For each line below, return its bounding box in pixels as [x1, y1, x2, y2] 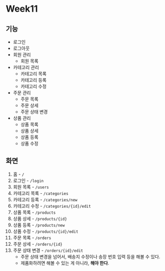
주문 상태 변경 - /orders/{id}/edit [13, 247, 83, 253]
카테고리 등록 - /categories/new [13, 196, 78, 202]
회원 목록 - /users [13, 184, 49, 190]
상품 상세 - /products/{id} [13, 215, 67, 221]
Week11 [6, 3, 38, 15]
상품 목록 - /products [13, 209, 56, 215]
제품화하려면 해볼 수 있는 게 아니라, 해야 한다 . [20, 260, 109, 266]
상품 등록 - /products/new [13, 222, 65, 228]
